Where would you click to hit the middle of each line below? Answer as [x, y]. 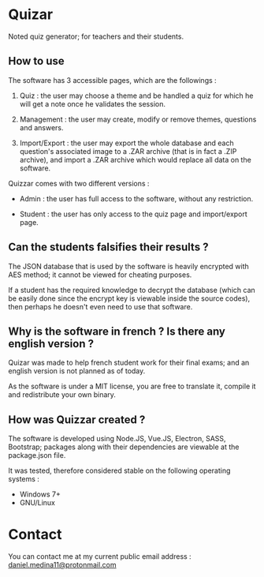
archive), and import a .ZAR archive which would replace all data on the [136, 159]
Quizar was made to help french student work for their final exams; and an [129, 363]
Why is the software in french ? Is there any [117, 331]
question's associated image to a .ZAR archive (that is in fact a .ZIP [128, 151]
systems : [24, 479]
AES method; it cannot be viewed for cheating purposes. [100, 275]
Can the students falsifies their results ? [108, 247]
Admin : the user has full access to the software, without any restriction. [136, 198]
